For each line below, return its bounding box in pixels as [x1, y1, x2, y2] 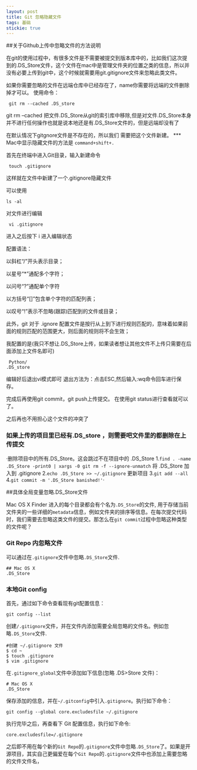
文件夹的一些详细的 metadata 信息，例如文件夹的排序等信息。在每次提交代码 [6, 508, 187, 515]
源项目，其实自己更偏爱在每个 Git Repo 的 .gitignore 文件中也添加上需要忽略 [6, 751, 188, 758]
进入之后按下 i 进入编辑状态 [6, 233, 72, 240]
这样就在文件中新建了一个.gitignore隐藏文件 [6, 174, 112, 181]
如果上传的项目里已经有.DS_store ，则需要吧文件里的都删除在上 [6, 431, 186, 439]
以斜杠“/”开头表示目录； [6, 257, 64, 265]
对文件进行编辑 [6, 210, 42, 217]
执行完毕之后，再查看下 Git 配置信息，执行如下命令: [6, 720, 131, 728]
